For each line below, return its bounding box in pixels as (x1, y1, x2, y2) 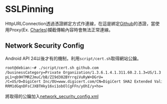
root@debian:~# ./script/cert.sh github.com (5, 65, 99, 70)
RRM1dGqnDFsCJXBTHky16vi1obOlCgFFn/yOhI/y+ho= (5, 84, 103, 89)
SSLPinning (5, 3, 54, 15)
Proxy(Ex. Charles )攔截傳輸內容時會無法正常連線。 (9, 26, 113, 33)
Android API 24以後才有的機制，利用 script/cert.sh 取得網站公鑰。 (5, 55, 142, 61)
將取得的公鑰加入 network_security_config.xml (5, 94, 99, 100)
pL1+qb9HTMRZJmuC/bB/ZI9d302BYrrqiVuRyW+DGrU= (5, 75, 103, 80)
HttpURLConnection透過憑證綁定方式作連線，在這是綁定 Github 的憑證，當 (5, 20, 156, 26)
